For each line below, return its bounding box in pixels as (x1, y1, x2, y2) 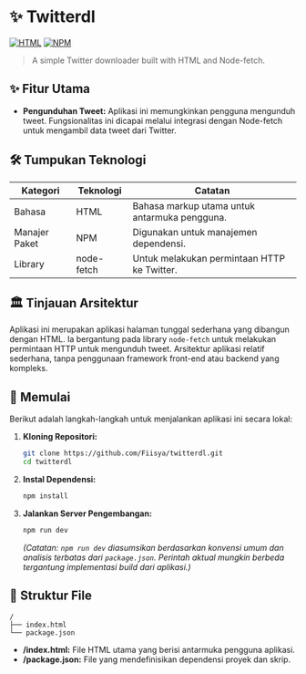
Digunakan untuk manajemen (132, 225, 258, 238)
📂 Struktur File (9, 588, 93, 604)
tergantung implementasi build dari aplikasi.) (22, 561, 191, 572)
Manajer (14, 225, 50, 238)
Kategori (21, 184, 60, 197)
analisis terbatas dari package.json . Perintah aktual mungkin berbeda (22, 552, 285, 563)
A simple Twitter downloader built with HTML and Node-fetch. (31, 55, 266, 66)
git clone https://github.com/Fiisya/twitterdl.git (22, 449, 223, 458)
